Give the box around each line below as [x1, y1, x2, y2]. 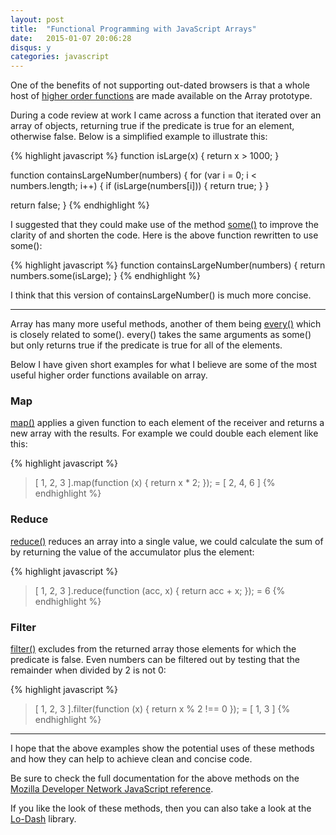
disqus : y [10, 42, 52, 53]
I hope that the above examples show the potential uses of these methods [10, 742, 315, 755]
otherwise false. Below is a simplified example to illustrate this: [10, 131, 268, 143]
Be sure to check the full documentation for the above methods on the [10, 772, 300, 785]
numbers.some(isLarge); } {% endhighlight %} [10, 270, 201, 282]
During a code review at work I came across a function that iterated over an [10, 109, 322, 121]
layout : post [10, 14, 65, 25]
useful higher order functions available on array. [10, 369, 208, 381]
